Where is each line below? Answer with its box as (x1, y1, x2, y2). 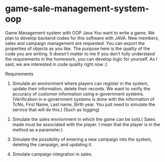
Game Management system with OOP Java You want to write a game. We (5, 30, 155, 36)
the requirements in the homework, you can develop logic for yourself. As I (5, 56, 158, 62)
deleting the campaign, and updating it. (12, 141, 93, 147)
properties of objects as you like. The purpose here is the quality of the (5, 45, 150, 51)
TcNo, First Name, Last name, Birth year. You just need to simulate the (12, 101, 156, 107)
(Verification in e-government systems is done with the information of (12, 96, 155, 102)
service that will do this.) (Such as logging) (12, 107, 100, 113)
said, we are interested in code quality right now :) (5, 61, 108, 67)
